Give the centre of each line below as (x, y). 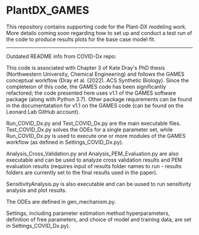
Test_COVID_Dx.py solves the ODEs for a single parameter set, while (89, 129)
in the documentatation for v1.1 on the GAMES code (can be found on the (95, 105)
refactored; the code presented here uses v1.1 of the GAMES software (91, 93)
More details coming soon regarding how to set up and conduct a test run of (99, 33)
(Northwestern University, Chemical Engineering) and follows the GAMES (95, 74)
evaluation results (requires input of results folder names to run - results (94, 166)
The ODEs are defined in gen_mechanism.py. (61, 201)
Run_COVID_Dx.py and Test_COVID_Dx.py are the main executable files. (94, 123)
